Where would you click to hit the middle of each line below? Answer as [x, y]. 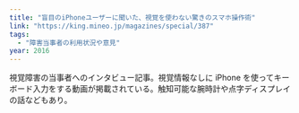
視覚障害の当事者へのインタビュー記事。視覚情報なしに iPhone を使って [142, 78]
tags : [19, 34]
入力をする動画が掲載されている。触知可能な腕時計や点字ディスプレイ [162, 89]
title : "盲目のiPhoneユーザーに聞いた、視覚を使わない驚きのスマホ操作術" [132, 17]
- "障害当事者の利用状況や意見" [69, 43]
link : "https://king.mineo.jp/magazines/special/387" [112, 26]
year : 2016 [30, 51]
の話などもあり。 [41, 100]
